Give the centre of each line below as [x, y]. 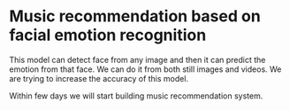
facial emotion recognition [108, 35]
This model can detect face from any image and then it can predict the [137, 59]
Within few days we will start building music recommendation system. [136, 96]
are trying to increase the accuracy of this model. [99, 78]
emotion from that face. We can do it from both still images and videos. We [145, 69]
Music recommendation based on [135, 16]
